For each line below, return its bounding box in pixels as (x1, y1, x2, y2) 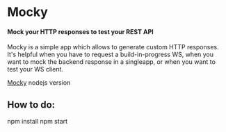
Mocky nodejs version (7, 79, 71, 87)
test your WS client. (7, 65, 64, 74)
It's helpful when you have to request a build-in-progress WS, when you (7, 50, 214, 59)
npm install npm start (7, 117, 68, 126)
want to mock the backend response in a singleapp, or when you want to (7, 58, 216, 66)
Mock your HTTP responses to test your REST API (7, 27, 154, 35)
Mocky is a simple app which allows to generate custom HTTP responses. (7, 43, 219, 51)
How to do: (7, 99, 56, 110)
